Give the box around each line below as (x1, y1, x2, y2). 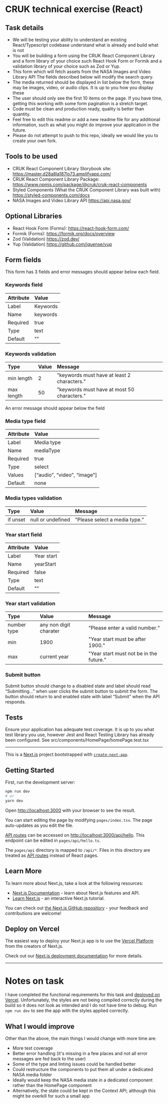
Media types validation (5, 494, 62, 501)
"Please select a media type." (74, 516, 144, 523)
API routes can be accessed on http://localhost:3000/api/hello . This (5, 832, 145, 838)
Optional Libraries (5, 212, 62, 221)
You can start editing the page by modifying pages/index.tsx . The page (5, 817, 152, 823)
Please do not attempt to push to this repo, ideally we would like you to (12, 133, 158, 138)
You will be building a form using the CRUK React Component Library (12, 53, 155, 59)
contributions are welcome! (5, 910, 61, 916)
